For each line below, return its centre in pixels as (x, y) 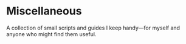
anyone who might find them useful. (51, 34)
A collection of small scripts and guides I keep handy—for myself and (93, 28)
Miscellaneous (44, 11)
